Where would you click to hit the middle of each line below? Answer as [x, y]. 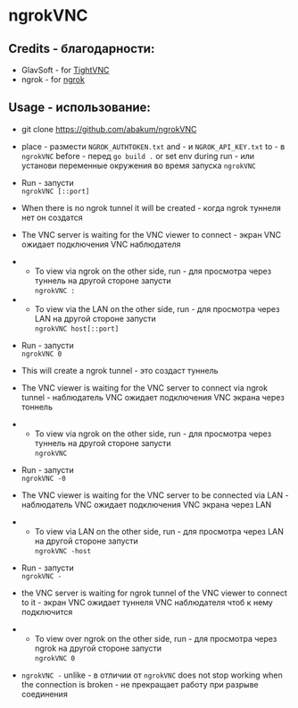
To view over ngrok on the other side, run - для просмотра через [156, 638]
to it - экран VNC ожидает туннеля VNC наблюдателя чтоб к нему [147, 602]
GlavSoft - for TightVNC [65, 70]
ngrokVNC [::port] [55, 191]
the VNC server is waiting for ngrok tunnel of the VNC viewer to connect [154, 593]
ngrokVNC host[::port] [77, 329]
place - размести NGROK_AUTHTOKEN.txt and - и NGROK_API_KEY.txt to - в [153, 146]
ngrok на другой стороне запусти [98, 648]
